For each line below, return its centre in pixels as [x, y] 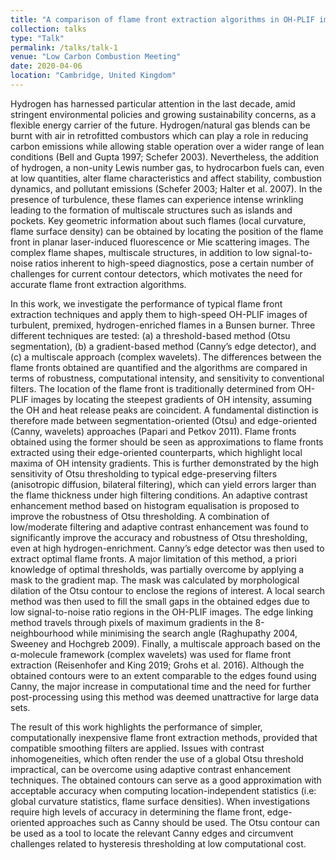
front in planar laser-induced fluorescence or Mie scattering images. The [160, 242]
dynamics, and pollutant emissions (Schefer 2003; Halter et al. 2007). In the [166, 188]
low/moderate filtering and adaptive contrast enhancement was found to [159, 527]
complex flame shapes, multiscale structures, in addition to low [140, 252]
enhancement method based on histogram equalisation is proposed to [155, 505]
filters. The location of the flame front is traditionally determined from [153, 388]
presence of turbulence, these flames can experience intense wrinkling [157, 199]
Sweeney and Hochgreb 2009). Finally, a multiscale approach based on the [166, 643]
